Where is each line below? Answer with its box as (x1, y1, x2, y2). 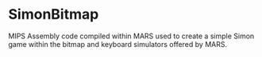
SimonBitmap (8, 5, 99, 23)
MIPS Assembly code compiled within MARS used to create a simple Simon (8, 31, 255, 41)
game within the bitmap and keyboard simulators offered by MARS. (8, 39, 228, 48)
